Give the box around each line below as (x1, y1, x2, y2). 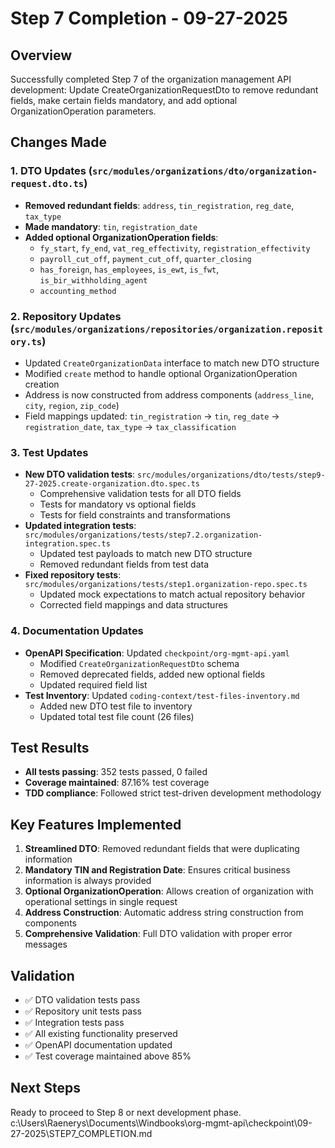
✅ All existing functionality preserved (24, 1028, 178, 1040)
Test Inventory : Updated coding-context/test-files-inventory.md (24, 689, 300, 701)
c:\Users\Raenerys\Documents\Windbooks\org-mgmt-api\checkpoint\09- (10, 1117, 313, 1129)
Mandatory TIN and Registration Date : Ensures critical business (24, 864, 291, 876)
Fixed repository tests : (24, 569, 122, 581)
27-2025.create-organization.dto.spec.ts (24, 479, 200, 489)
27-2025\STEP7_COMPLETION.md (10, 1127, 153, 1139)
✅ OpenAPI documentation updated (24, 1039, 173, 1051)
